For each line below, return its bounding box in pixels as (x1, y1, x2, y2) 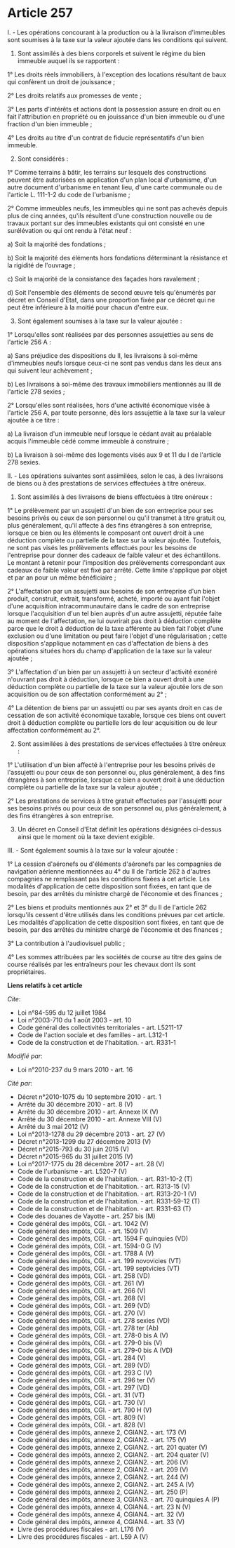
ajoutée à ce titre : (7, 415, 60, 424)
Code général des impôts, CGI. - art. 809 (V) (17, 1413, 146, 1422)
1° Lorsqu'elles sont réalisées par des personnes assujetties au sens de (7, 330, 214, 338)
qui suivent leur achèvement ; (7, 366, 93, 375)
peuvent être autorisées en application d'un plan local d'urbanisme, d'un (7, 175, 217, 184)
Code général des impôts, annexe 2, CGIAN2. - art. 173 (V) (17, 1428, 187, 1436)
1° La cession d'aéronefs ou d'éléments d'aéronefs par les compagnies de (7, 860, 222, 868)
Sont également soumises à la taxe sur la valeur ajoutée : (17, 316, 182, 325)
